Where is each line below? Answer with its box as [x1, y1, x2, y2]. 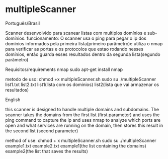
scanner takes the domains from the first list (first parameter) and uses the [5, 112, 160, 118]
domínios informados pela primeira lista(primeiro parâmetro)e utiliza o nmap [5, 40, 163, 46]
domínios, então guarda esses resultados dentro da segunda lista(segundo [5, 51, 160, 57]
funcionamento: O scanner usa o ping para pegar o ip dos [27, 35, 147, 41]
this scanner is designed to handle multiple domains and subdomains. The [5, 106, 159, 112]
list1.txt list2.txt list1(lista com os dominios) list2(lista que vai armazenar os [5, 82, 159, 88]
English [5, 97, 21, 103]
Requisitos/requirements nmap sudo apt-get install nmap [5, 66, 123, 72]
